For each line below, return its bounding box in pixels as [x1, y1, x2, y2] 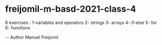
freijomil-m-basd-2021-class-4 [5, 3, 136, 15]
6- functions [5, 24, 30, 30]
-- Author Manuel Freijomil [5, 34, 59, 40]
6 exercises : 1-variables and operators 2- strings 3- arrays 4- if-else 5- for [5, 20, 157, 25]
